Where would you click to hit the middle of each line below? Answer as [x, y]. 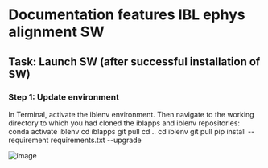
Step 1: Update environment [64, 96]
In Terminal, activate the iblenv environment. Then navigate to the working [132, 114]
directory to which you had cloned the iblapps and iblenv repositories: [124, 123]
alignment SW [56, 32]
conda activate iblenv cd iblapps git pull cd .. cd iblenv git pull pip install [128, 131]
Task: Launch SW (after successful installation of [134, 61]
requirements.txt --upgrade [96, 140]
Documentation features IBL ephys [127, 15]
